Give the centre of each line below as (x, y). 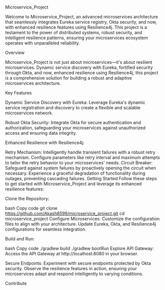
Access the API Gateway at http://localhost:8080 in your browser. (72, 254)
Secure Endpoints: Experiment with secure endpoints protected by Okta (78, 263)
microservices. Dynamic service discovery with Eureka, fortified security (79, 67)
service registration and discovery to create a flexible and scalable (73, 108)
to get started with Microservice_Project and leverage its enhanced (73, 184)
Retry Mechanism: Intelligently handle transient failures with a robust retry (80, 152)
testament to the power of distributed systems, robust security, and (74, 32)
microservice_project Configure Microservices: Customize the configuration (82, 219)
